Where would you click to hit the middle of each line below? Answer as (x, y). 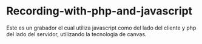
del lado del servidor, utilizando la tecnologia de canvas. (76, 34)
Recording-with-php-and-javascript (99, 11)
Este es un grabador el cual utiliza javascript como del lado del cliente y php (101, 28)
